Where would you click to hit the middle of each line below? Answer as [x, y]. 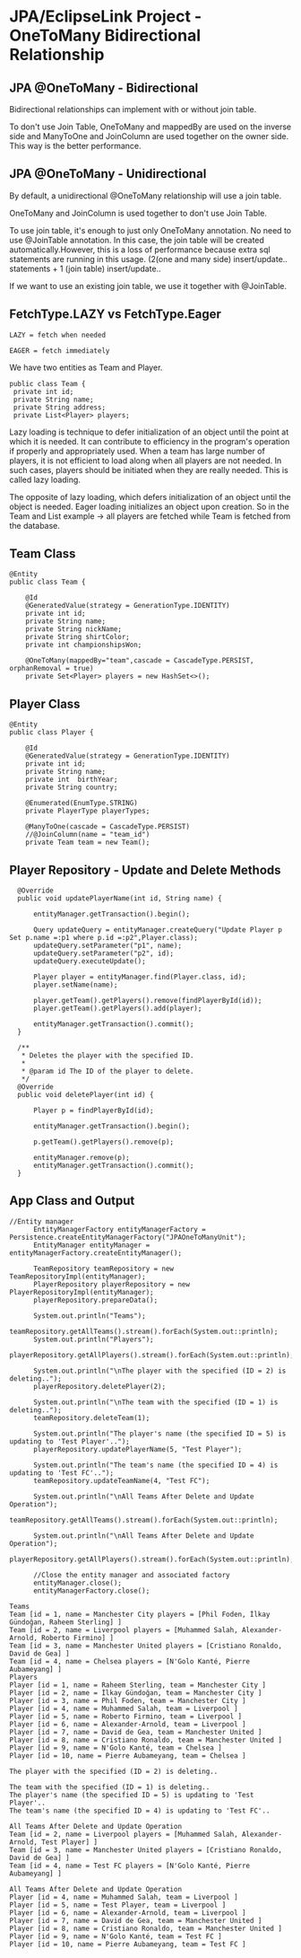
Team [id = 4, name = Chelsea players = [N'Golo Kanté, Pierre [130, 1661]
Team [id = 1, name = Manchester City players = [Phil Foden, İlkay [140, 1614]
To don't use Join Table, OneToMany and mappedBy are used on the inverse [150, 127]
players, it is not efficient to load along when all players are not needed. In [146, 461]
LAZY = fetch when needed [57, 335]
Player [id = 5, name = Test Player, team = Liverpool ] [118, 1905]
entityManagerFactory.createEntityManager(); [95, 1253]
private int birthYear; [72, 780]
